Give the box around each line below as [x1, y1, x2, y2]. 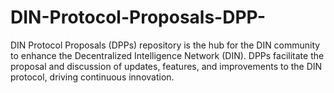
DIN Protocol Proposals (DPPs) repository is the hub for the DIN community [10, 39, 321, 51]
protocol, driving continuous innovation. [10, 71, 175, 83]
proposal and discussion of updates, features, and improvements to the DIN [10, 60, 323, 72]
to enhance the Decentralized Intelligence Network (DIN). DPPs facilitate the [10, 49, 325, 61]
